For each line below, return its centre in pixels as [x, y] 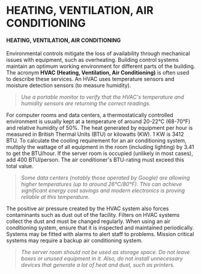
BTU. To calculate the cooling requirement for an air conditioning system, [97, 141]
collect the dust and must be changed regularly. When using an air [88, 221]
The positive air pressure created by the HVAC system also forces [88, 209]
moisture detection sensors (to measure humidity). [69, 85]
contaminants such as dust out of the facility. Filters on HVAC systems [93, 215]
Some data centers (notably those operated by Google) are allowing [105, 178]
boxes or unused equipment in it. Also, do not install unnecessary [102, 258]
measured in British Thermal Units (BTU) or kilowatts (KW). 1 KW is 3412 [95, 134]
